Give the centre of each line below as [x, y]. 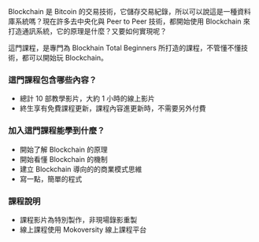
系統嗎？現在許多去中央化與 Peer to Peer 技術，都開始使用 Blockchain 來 [132, 21]
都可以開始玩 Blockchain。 [65, 58]
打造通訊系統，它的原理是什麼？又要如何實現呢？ [87, 31]
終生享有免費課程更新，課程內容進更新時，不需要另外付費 [113, 108]
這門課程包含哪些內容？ [52, 79]
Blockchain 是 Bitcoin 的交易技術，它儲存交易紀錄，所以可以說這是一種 [123, 11]
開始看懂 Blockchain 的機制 [63, 159]
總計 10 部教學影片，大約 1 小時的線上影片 [87, 99]
